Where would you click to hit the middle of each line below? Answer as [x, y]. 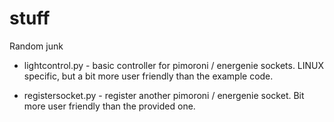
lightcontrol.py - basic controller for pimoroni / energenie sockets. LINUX [174, 65]
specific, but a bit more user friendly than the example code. [148, 76]
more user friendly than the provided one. [109, 106]
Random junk [36, 46]
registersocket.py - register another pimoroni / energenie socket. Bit [164, 95]
